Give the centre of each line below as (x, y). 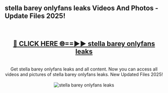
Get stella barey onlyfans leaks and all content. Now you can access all (84, 69)
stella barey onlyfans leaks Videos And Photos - (82, 8)
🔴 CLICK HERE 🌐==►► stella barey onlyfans (84, 44)
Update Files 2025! (35, 16)
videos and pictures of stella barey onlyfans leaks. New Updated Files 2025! (84, 74)
